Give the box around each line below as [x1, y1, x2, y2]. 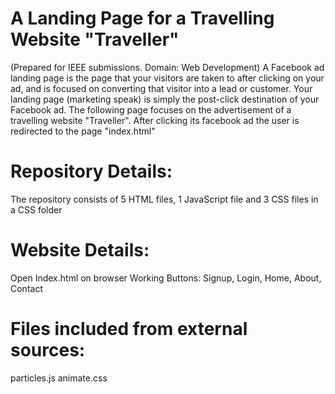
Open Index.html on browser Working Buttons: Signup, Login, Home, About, [10, 272, 322, 284]
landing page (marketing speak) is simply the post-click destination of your [10, 93, 320, 105]
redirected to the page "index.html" [10, 125, 156, 137]
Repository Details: [10, 160, 173, 183]
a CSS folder [10, 203, 63, 216]
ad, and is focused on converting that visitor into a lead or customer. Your [10, 82, 313, 94]
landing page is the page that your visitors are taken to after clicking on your [10, 72, 325, 84]
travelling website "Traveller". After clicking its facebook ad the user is [10, 114, 300, 126]
